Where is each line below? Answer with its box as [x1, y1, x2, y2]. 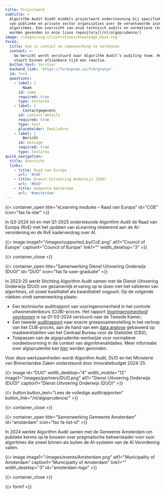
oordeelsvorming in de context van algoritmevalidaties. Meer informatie [12, 340, 157, 346]
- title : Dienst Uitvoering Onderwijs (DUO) [14, 177, 107, 182]
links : [9, 163, 23, 168]
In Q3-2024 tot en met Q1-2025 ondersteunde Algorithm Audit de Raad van [5, 219, 158, 225]
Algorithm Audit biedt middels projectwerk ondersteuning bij [9, 16, 139, 21]
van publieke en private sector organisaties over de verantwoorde [9, 21, 151, 26]
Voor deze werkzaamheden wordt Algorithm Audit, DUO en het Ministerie [5, 354, 154, 360]
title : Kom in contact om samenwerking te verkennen [9, 44, 120, 49]
